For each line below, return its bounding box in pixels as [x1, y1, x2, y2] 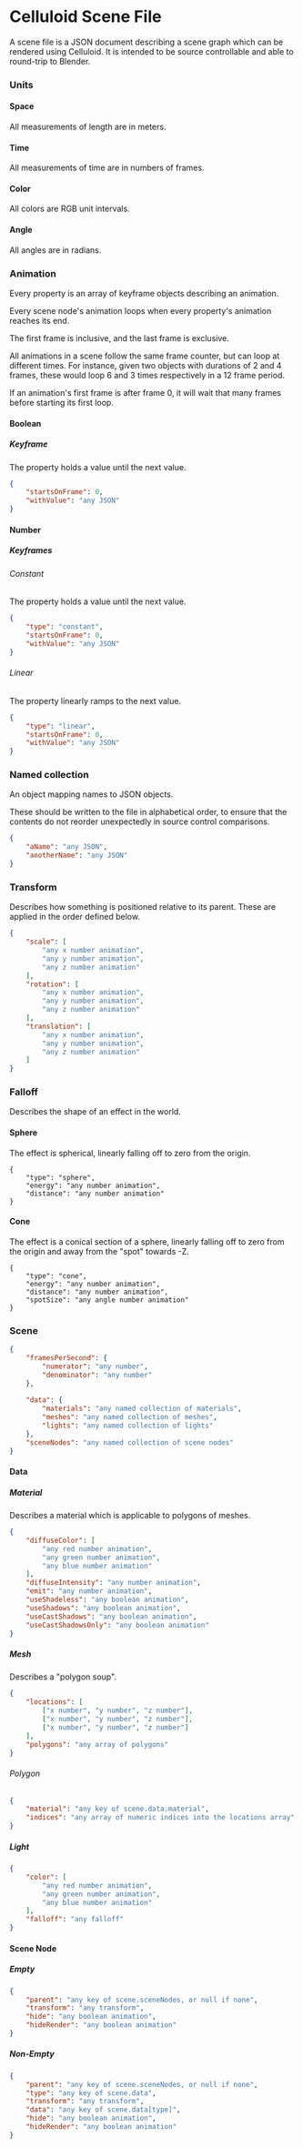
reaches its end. [9, 315, 70, 326]
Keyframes [9, 545, 53, 556]
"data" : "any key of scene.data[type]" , [25, 2105, 181, 2114]
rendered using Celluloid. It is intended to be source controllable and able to [9, 45, 294, 56]
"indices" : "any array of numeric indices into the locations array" [25, 1813, 296, 1822]
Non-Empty [9, 2049, 55, 2060]
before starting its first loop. [9, 397, 114, 408]
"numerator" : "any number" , [42, 1362, 148, 1371]
